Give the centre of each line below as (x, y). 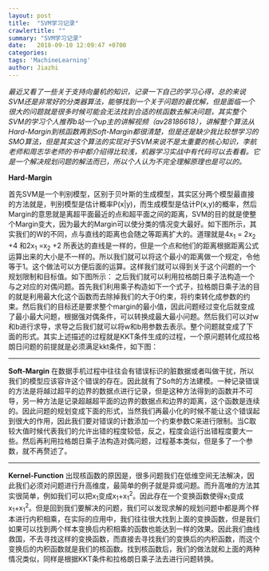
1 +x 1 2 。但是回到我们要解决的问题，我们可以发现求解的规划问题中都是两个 (132, 508)
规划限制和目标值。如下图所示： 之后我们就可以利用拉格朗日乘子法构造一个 (132, 277)
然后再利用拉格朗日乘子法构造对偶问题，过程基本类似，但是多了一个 (134, 441)
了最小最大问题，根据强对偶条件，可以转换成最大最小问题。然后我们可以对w (134, 317)
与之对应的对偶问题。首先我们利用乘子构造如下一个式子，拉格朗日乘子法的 (131, 287)
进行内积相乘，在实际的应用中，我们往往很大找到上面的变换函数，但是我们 (137, 519)
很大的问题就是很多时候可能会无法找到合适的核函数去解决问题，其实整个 (127, 111)
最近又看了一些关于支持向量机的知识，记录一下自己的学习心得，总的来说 (127, 91)
